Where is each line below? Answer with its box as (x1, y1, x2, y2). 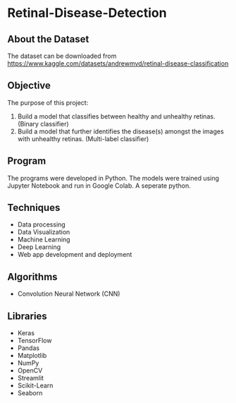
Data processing (17, 220, 66, 229)
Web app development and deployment (17, 251, 132, 259)
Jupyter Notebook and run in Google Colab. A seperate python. (7, 181, 192, 190)
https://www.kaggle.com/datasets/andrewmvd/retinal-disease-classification (7, 59, 229, 68)
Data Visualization (17, 228, 70, 236)
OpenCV (17, 366, 43, 375)
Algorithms (7, 270, 58, 283)
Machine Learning (17, 235, 70, 244)
